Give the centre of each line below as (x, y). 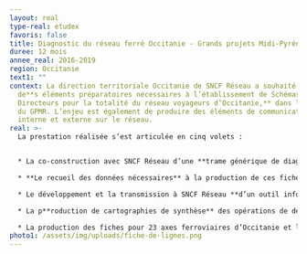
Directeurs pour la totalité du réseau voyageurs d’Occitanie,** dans (155, 103)
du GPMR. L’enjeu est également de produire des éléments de (137, 111)
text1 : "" (28, 78)
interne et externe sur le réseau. (85, 120)
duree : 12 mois (38, 52)
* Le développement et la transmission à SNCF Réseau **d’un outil (149, 194)
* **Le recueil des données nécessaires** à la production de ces (147, 178)
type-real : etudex (44, 26)
